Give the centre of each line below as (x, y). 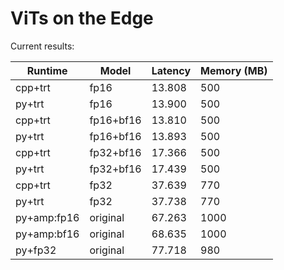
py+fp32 (36, 250)
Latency (171, 70)
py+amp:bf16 (47, 234)
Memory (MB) (234, 70)
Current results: (42, 46)
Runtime (47, 70)
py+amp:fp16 (47, 217)
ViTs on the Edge (82, 18)
